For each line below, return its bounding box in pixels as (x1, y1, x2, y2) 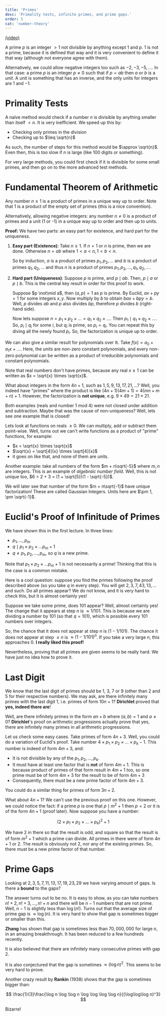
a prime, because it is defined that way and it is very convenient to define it (5, 50, 159, 56)
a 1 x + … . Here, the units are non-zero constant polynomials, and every (5, 346, 149, 353)
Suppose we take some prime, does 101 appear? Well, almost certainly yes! (5, 602, 159, 608)
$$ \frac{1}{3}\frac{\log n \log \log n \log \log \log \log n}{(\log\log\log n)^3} (5, 991, 161, 997)
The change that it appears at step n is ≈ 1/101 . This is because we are (5, 607, 150, 614)
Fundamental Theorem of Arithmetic (5, 182, 159, 193)
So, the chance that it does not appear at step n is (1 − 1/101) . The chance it (5, 628, 158, 634)
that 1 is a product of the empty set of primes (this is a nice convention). (5, 203, 152, 209)
